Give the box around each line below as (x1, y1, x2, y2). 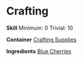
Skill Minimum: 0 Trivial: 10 (6, 24, 73, 31)
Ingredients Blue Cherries (6, 47, 71, 55)
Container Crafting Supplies (6, 36, 77, 43)
